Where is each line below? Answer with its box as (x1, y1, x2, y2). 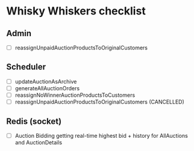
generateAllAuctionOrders (14, 84, 80, 91)
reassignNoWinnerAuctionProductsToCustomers (14, 91, 136, 99)
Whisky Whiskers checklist (6, 4, 146, 18)
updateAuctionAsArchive (14, 78, 77, 85)
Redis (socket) (6, 116, 62, 126)
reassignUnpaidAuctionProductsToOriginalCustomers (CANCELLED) (14, 98, 185, 106)
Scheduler (6, 62, 46, 72)
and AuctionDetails (14, 139, 62, 146)
